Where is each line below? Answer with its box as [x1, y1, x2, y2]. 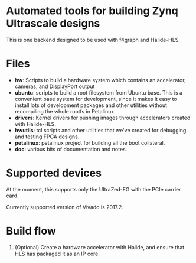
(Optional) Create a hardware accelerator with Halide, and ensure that [14, 243, 185, 251]
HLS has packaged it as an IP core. [14, 250, 100, 257]
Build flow [6, 225, 56, 238]
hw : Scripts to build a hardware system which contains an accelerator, [14, 76, 186, 83]
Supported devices [6, 167, 102, 180]
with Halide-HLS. [14, 120, 56, 128]
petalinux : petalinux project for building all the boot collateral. [14, 139, 165, 146]
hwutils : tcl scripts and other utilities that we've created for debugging [14, 126, 187, 134]
